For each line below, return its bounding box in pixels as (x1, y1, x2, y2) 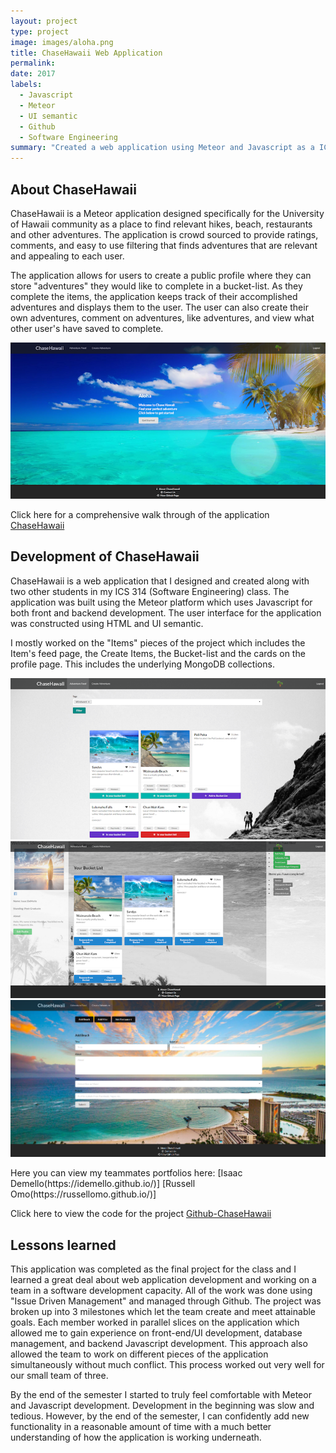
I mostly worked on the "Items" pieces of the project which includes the (10, 636, 306, 649)
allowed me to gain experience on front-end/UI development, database (10, 1326, 303, 1339)
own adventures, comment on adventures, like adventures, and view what (10, 311, 315, 324)
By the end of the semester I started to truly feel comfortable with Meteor (10, 1388, 312, 1400)
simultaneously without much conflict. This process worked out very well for (10, 1358, 325, 1370)
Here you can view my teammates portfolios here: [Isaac (10, 1167, 243, 1179)
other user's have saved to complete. (10, 322, 164, 334)
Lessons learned (10, 1236, 117, 1254)
